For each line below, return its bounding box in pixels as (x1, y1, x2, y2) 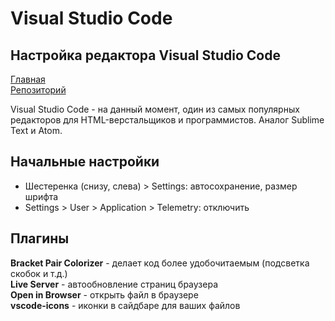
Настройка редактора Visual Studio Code (10, 47, 281, 64)
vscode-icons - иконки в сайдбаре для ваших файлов (10, 299, 241, 311)
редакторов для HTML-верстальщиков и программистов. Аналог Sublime (10, 114, 325, 126)
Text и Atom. (10, 125, 63, 136)
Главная (10, 73, 46, 85)
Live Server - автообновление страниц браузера (10, 278, 219, 290)
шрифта (24, 190, 59, 202)
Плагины (10, 230, 70, 247)
